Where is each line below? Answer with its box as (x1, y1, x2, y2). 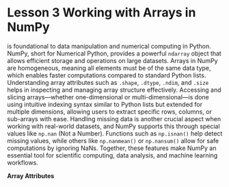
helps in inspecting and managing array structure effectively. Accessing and (7, 86, 221, 94)
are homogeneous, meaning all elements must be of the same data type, (7, 64, 211, 72)
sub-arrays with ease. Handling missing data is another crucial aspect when (7, 114, 221, 123)
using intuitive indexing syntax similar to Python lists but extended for (7, 100, 203, 108)
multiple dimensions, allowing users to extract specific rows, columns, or (7, 108, 212, 116)
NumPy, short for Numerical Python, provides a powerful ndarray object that (7, 49, 222, 58)
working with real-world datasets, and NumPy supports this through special (7, 122, 220, 130)
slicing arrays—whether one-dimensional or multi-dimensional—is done (7, 92, 210, 101)
